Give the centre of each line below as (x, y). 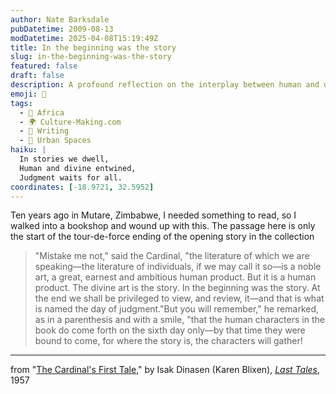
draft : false (37, 76)
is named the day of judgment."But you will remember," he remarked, (177, 309)
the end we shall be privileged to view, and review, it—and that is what (179, 298)
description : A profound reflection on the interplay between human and (165, 85)
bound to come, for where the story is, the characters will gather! (168, 341)
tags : (21, 103)
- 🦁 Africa (42, 112)
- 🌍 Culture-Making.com (70, 122)
